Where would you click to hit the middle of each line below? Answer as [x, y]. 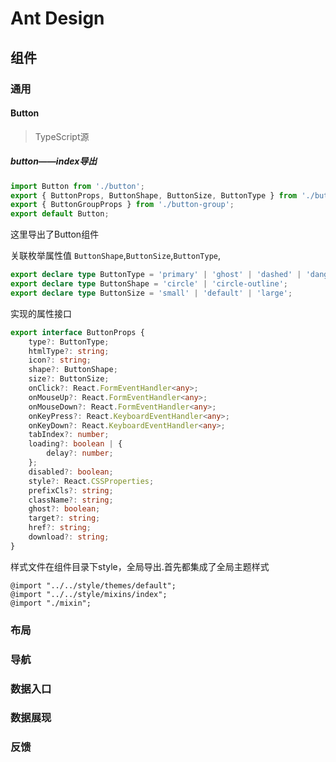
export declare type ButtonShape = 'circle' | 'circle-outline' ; [149, 284]
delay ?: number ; [80, 453]
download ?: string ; [69, 537]
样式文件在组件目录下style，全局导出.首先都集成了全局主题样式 [140, 566]
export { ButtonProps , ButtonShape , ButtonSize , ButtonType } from [154, 195]
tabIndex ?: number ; [69, 435]
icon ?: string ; [60, 360]
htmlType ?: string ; [69, 351]
